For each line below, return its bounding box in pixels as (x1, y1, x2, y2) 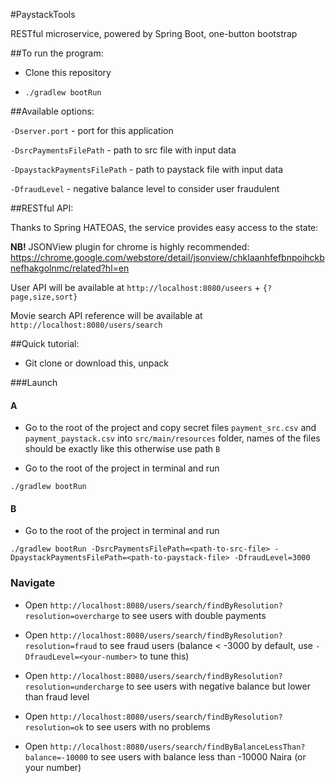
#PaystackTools (10, 9, 76, 20)
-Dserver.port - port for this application (10, 125, 174, 136)
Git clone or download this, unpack (24, 357, 170, 369)
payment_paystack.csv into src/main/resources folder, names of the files (24, 432, 321, 444)
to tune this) (139, 650, 190, 662)
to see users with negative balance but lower (126, 680, 312, 692)
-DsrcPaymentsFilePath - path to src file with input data (10, 144, 237, 156)
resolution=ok (24, 722, 84, 733)
